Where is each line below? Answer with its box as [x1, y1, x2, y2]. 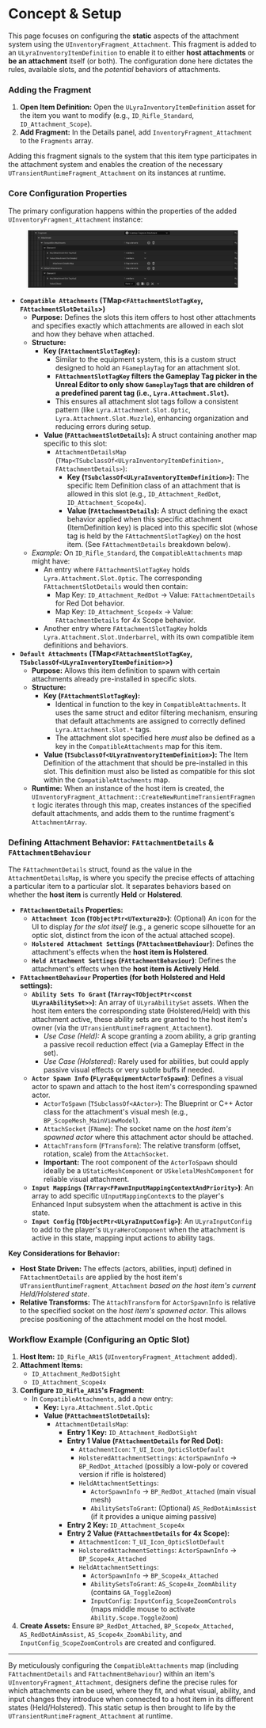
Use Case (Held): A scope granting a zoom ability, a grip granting [43, 1031, 256, 1041]
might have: [31, 556, 70, 566]
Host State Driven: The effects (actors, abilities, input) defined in [19, 1263, 232, 1273]
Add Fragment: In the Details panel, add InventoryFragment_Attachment [19, 127, 253, 137]
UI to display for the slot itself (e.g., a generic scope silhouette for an [31, 921, 256, 931]
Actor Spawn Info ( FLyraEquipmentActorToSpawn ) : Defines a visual [31, 1073, 244, 1083]
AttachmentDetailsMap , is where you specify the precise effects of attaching [8, 872, 255, 883]
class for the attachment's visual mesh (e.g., [43, 1107, 188, 1116]
